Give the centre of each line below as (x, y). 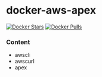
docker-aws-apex (51, 10)
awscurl (24, 61)
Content (18, 42)
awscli (23, 55)
